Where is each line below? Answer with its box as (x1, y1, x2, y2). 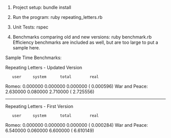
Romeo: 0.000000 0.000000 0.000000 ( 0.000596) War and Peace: (5, 84, 148, 89)
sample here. (12, 45, 41, 50)
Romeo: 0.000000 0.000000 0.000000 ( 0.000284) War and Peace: (5, 122, 149, 128)
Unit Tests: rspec (12, 24, 49, 30)
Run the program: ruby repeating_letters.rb (12, 14, 103, 20)
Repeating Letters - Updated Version (5, 65, 82, 70)
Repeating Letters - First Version (5, 103, 74, 109)
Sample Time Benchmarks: (5, 54, 62, 61)
